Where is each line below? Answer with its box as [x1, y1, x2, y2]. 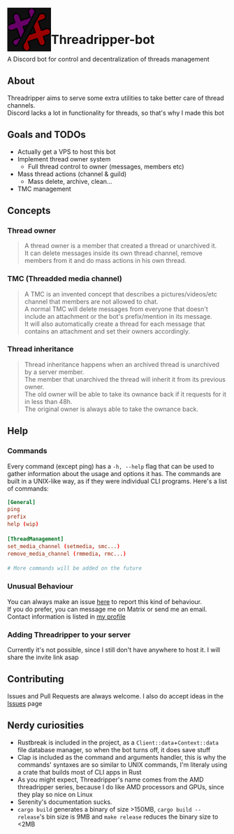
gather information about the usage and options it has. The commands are [7, 469, 221, 477]
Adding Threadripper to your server [7, 630, 131, 640]
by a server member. [24, 368, 85, 376]
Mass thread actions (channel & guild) [17, 169, 127, 178]
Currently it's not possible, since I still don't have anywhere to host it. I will [7, 645, 221, 654]
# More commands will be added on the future [7, 565, 142, 572]
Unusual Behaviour [7, 582, 73, 591]
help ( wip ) [7, 521, 39, 528]
